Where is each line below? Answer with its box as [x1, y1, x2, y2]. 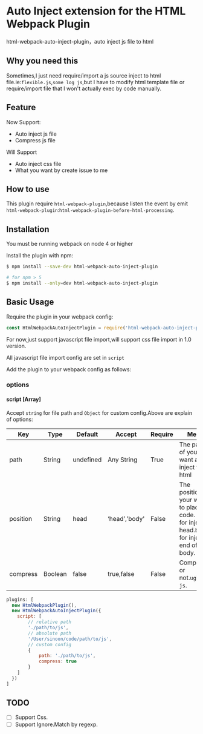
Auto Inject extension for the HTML [6, 4, 186, 18]
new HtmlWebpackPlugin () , [11, 602, 77, 608]
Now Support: [6, 118, 41, 125]
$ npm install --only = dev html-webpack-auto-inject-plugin [6, 280, 158, 286]
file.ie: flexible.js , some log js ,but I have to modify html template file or [6, 78, 185, 85]
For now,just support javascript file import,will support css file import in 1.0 [6, 336, 192, 343]
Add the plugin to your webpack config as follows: [6, 365, 132, 373]
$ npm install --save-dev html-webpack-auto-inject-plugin [6, 263, 158, 270]
